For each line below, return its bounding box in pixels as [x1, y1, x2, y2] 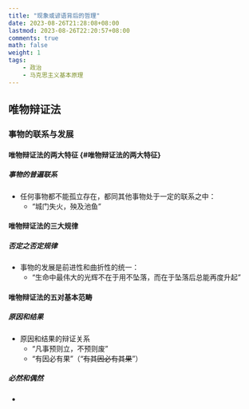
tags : [8, 57, 26, 65]
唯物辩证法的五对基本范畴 [8, 292, 93, 302]
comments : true [8, 34, 59, 42]
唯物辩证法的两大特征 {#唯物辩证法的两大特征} [8, 149, 161, 160]
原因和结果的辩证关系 [19, 333, 90, 343]
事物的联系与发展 [8, 129, 74, 140]
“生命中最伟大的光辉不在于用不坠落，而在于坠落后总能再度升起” [31, 272, 241, 282]
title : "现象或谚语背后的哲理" [8, 11, 101, 20]
